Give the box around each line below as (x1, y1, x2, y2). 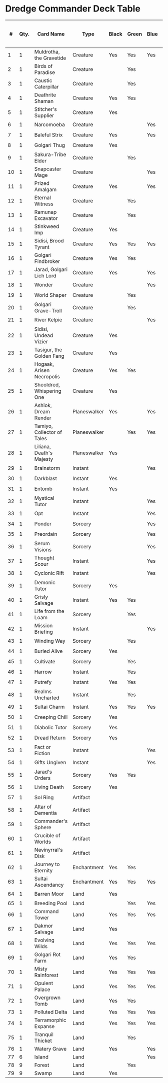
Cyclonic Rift (34, 570, 64, 577)
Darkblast (34, 475, 57, 482)
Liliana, (34, 443, 51, 450)
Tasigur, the (34, 346, 62, 353)
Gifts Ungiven (34, 759, 66, 766)
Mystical (34, 494, 54, 501)
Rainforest (34, 972, 58, 979)
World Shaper (34, 292, 66, 299)
